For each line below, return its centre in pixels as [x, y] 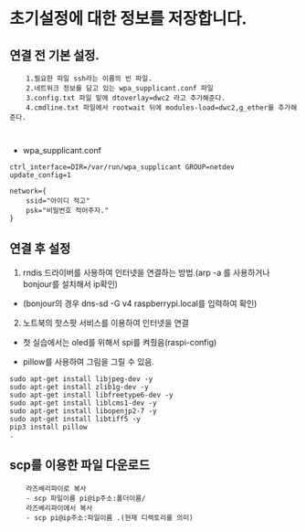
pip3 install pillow [49, 427]
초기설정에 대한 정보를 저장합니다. [128, 19]
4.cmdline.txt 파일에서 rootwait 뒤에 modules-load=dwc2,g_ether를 [150, 108]
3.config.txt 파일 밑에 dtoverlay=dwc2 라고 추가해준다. [126, 98]
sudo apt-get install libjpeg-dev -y [81, 379]
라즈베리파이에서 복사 [59, 508]
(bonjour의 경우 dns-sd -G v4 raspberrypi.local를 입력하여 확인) [140, 303]
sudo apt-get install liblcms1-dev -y [83, 403]
